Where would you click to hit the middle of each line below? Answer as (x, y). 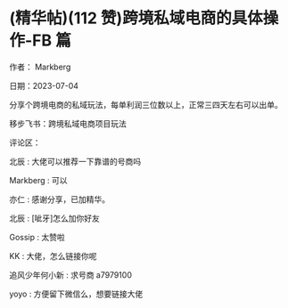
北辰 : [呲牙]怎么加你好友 (55, 218)
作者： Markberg (40, 67)
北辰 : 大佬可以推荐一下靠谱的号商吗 (75, 161)
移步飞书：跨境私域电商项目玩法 (68, 123)
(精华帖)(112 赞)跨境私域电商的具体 (136, 18)
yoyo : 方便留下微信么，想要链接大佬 (76, 294)
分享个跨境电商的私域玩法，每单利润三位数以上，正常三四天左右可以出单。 (146, 104)
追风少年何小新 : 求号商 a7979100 (70, 275)
